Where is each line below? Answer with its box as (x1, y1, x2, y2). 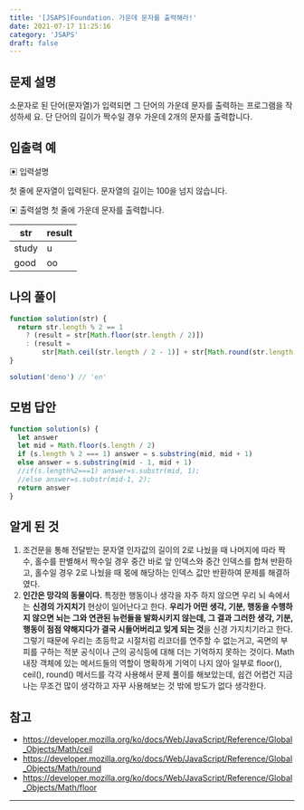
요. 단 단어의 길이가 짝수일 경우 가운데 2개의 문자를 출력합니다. (33, 111, 253, 122)
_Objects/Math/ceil (22, 744, 93, 755)
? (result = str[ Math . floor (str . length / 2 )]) (25, 331, 204, 340)
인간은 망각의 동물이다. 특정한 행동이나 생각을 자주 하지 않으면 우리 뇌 (22, 590, 267, 601)
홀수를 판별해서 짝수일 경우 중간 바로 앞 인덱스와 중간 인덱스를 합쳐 (34, 556, 269, 567)
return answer (17, 483, 71, 492)
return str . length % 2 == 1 (17, 322, 124, 331)
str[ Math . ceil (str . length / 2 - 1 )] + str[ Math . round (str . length (42, 348, 294, 357)
